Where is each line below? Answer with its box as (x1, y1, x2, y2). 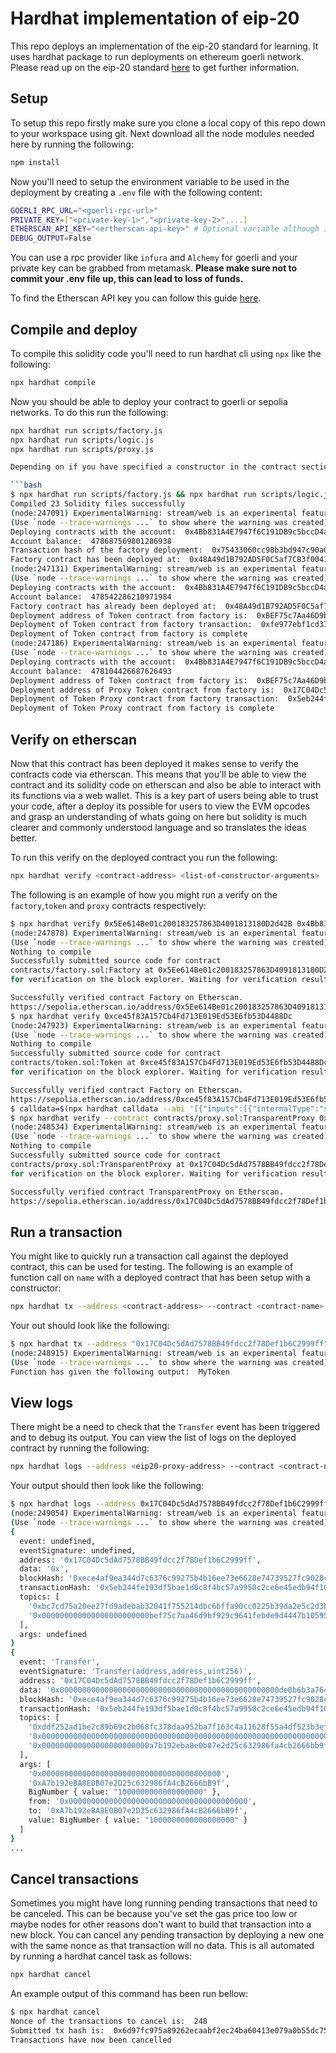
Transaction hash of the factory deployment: (10, 545, 203, 556)
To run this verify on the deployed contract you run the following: (10, 852, 278, 863)
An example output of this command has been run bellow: (10, 1988, 249, 2000)
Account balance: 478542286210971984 (10, 592, 172, 602)
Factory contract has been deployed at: (10, 555, 182, 565)
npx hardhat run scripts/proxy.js (10, 444, 155, 454)
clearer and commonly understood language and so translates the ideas (10, 822, 307, 833)
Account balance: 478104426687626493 (10, 666, 172, 676)
